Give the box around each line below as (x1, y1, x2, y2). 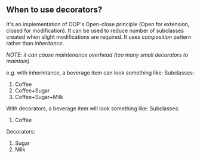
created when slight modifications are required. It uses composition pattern (6, 33, 192, 41)
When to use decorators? (6, 5, 103, 15)
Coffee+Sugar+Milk (14, 93, 64, 100)
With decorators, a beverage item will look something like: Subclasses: (6, 104, 180, 112)
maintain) (6, 57, 30, 64)
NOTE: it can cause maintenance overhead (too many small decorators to (6, 51, 189, 58)
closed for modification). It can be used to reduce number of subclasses (6, 27, 184, 34)
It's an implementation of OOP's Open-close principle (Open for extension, (6, 20, 190, 27)
